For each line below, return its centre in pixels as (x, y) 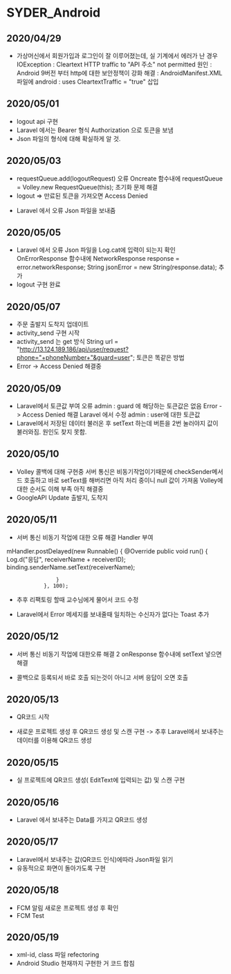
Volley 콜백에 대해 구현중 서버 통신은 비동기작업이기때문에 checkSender (114, 471)
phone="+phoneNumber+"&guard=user (73, 358)
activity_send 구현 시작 (48, 333)
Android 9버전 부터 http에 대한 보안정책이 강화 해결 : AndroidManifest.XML (119, 73)
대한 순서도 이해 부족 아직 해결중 (60, 488)
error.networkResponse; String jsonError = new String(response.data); (117, 267)
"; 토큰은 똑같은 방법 (157, 358)
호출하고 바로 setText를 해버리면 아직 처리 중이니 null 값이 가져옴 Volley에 (123, 480)
